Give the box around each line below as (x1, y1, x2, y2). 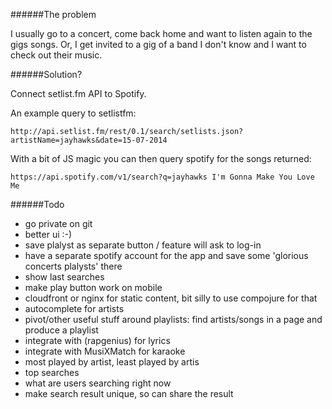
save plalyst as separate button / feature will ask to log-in (24, 239, 262, 251)
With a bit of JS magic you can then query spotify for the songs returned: (10, 153, 312, 164)
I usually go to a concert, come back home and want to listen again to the (10, 28, 313, 39)
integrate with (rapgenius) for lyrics (24, 335, 171, 346)
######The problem (10, 9, 97, 20)
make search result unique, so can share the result (24, 388, 234, 399)
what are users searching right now (24, 377, 172, 389)
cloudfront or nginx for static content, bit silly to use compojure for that (24, 292, 318, 304)
